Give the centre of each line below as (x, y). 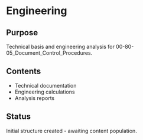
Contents (24, 71)
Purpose (22, 33)
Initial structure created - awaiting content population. (71, 131)
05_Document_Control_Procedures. (49, 53)
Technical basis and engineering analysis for (61, 46)
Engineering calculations (45, 92)
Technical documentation (45, 85)
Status (19, 117)
